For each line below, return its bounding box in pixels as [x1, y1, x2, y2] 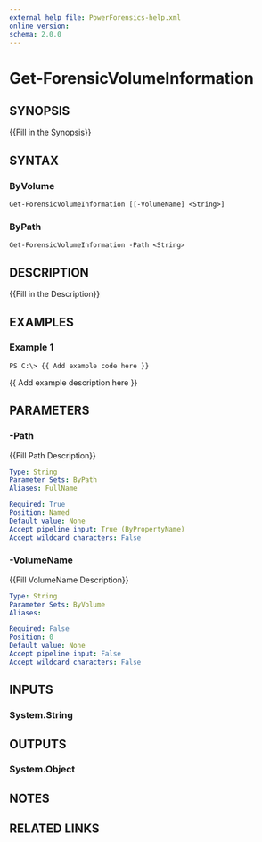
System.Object [9, 764, 76, 776]
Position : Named [9, 508, 70, 517]
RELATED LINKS [9, 821, 100, 837]
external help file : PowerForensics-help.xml [9, 12, 181, 22]
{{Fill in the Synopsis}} [9, 127, 92, 138]
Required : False [9, 624, 70, 633]
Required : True [9, 500, 66, 509]
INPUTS [9, 682, 53, 698]
